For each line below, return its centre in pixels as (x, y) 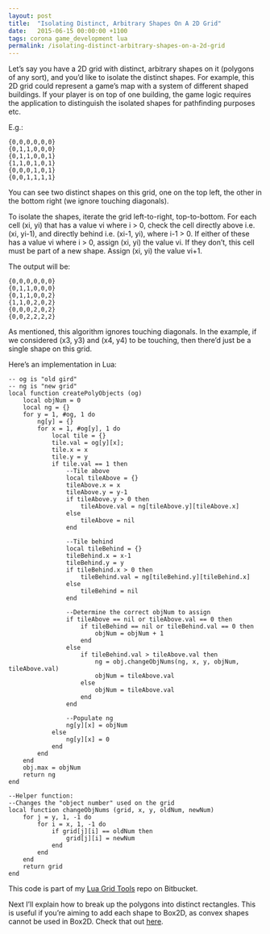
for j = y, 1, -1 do (57, 817)
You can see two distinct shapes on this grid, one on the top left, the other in (135, 193)
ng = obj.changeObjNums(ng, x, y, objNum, (167, 662)
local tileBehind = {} (104, 549)
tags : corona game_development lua (68, 38)
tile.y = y (70, 457)
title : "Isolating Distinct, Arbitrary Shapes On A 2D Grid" (115, 23)
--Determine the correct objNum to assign (138, 613)
